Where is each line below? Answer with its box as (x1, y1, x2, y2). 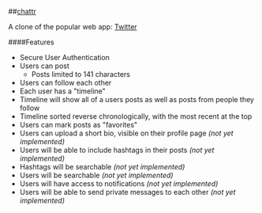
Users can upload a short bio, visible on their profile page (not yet (19, 128, 234, 138)
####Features (8, 37, 54, 47)
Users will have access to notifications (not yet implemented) (19, 179, 219, 188)
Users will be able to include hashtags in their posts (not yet (19, 146, 215, 154)
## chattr (8, 7, 37, 16)
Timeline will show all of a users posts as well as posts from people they (19, 95, 255, 104)
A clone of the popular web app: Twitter (8, 22, 137, 31)
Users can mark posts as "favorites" (19, 120, 138, 129)
